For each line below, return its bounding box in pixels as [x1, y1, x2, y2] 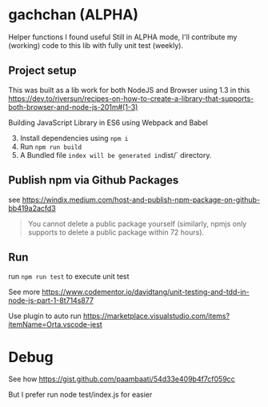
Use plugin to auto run [8, 311, 82, 321]
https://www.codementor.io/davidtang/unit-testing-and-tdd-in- [42, 287, 250, 297]
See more [8, 287, 41, 297]
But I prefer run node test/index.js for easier [8, 390, 153, 400]
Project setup [8, 64, 78, 78]
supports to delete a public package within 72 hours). [27, 227, 205, 237]
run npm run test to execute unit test [8, 272, 130, 281]
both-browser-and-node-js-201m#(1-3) [8, 102, 138, 111]
